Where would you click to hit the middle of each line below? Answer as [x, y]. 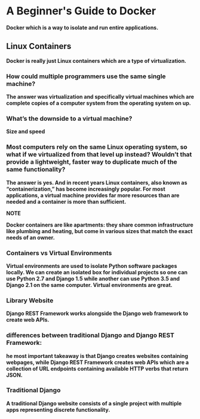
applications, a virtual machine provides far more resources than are [93, 195]
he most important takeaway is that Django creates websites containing [97, 356]
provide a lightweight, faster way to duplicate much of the [92, 162]
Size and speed [26, 131]
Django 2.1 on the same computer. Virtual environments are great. [90, 285]
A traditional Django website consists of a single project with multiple [94, 403]
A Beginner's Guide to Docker [81, 11]
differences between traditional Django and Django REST [90, 335]
